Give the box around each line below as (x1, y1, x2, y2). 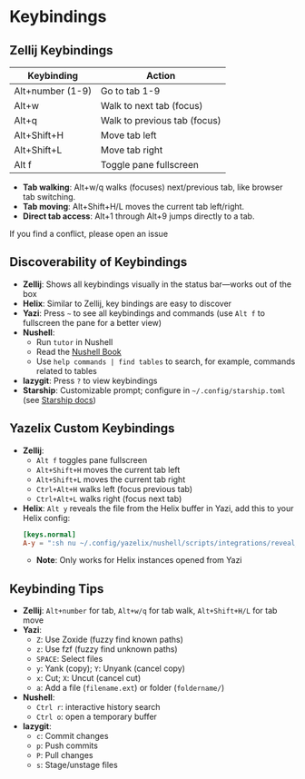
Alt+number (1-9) (14, 84, 93, 97)
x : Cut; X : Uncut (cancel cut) (35, 673, 142, 684)
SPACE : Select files (35, 654, 103, 665)
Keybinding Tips (9, 581, 104, 597)
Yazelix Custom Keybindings (9, 420, 175, 437)
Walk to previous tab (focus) (100, 114, 221, 126)
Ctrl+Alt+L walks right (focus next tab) (35, 493, 182, 504)
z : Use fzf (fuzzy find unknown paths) (35, 644, 179, 655)
